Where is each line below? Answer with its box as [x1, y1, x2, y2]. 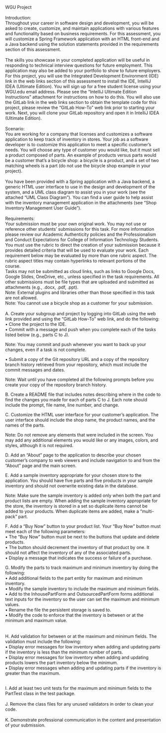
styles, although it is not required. [5, 443, 73, 448]
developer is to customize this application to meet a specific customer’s [5, 142, 152, 147]
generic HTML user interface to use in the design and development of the [5, 184, 155, 189]
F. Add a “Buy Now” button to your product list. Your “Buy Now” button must [5, 523, 161, 529]
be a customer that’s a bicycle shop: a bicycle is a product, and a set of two [5, 158, 159, 163]
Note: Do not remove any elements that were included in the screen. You [5, 432, 154, 438]
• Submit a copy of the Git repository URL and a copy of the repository [5, 357, 149, 362]
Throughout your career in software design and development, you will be [5, 20, 154, 26]
